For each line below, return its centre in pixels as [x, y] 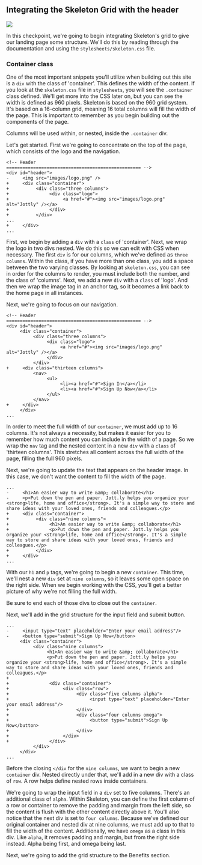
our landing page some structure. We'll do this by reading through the [93, 42]
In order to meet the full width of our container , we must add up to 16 [92, 426]
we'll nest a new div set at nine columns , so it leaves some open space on [98, 578]
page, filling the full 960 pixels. [44, 458]
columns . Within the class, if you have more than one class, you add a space [100, 261]
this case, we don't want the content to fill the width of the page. [86, 476]
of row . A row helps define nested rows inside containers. [77, 781]
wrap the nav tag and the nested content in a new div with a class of [91, 446]
